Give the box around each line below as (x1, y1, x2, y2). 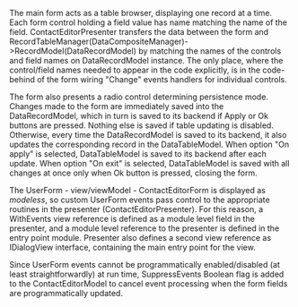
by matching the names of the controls (138, 46, 282, 56)
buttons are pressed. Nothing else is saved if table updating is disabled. (9, 120, 274, 131)
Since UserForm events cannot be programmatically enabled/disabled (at (9, 260, 280, 269)
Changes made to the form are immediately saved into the (9, 101, 224, 111)
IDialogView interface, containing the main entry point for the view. (9, 242, 256, 252)
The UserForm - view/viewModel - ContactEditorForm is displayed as (9, 185, 267, 195)
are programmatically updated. (9, 288, 124, 298)
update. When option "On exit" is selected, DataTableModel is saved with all (9, 158, 290, 168)
